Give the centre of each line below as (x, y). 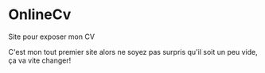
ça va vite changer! (40, 60)
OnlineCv (40, 15)
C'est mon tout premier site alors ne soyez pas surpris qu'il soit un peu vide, (133, 52)
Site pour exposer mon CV (52, 36)
